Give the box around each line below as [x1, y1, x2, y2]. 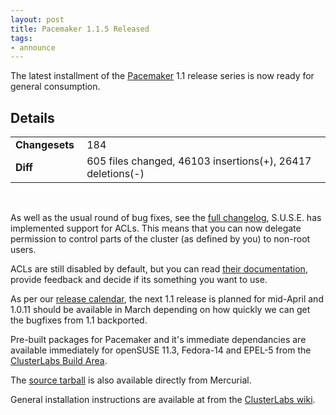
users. [10, 244, 37, 256]
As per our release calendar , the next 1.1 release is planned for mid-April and [10, 293, 324, 305]
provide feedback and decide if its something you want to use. [10, 274, 268, 286]
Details [10, 109, 55, 126]
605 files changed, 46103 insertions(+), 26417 [86, 154, 312, 168]
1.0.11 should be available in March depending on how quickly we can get [10, 304, 311, 316]
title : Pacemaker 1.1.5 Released [10, 24, 150, 34]
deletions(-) [86, 167, 145, 181]
